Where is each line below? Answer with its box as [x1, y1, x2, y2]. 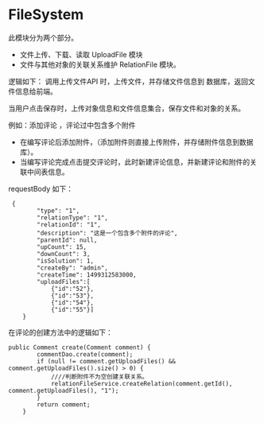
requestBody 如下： [8, 184, 74, 193]
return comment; [37, 400, 91, 409]
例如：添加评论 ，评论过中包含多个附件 [8, 120, 136, 130]
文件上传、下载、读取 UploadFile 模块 [19, 49, 143, 59]
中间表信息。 [26, 167, 69, 177]
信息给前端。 [14, 86, 57, 96]
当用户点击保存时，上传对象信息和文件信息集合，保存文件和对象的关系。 [8, 103, 245, 113]
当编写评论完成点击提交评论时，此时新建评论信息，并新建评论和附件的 [19, 157, 250, 166]
